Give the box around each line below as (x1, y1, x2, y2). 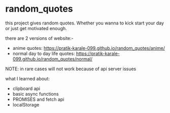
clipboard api (12, 85, 41, 92)
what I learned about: (5, 75, 50, 81)
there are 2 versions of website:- (5, 35, 74, 41)
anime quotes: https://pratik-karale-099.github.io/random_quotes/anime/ (12, 45, 165, 51)
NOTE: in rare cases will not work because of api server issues (5, 66, 137, 72)
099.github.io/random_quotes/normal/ (12, 55, 93, 62)
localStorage (12, 101, 40, 107)
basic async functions (12, 91, 59, 97)
